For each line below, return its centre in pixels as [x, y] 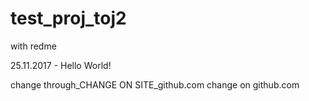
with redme [33, 46]
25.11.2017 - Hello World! [61, 65]
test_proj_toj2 [68, 18]
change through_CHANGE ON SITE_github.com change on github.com [155, 84]
